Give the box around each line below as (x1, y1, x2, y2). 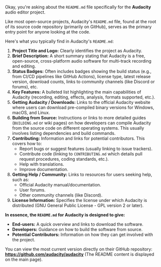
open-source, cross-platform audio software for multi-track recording (12, 58, 152, 64)
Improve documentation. (19, 167, 69, 172)
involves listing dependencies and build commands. (12, 131, 116, 136)
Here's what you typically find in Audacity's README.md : (5, 38, 114, 44)
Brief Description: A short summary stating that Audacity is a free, (12, 53, 145, 59)
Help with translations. (19, 161, 64, 167)
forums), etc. (12, 84, 38, 89)
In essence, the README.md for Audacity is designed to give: (5, 212, 125, 217)
